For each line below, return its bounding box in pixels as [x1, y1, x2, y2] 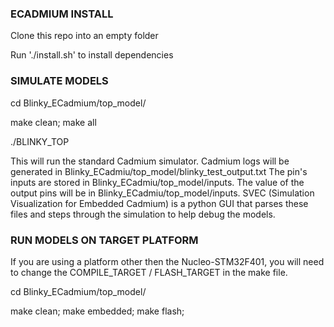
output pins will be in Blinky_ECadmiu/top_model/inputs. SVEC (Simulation [10, 187, 315, 199]
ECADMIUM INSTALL [10, 7, 114, 21]
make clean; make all [10, 116, 97, 128]
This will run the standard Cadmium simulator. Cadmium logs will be [10, 155, 290, 167]
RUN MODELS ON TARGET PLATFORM [10, 233, 199, 247]
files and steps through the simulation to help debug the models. [10, 208, 276, 220]
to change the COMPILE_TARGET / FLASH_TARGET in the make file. [10, 266, 288, 278]
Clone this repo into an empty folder [10, 30, 159, 42]
